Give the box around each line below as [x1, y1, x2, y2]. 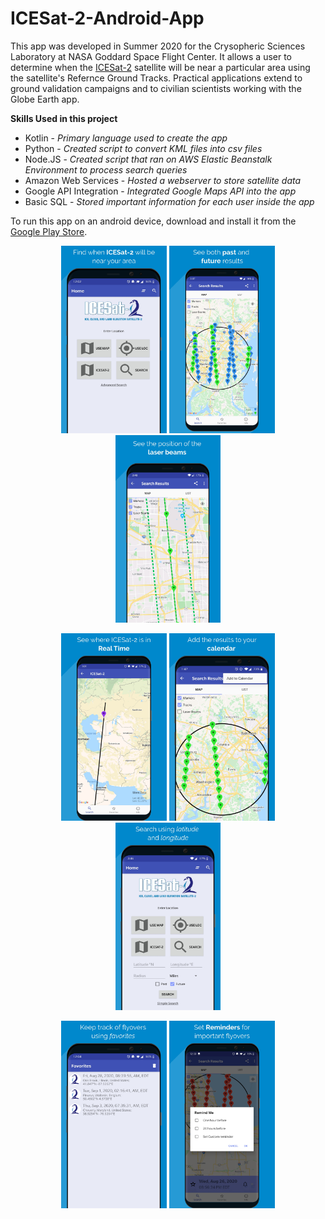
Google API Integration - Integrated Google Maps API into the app [24, 185, 297, 197]
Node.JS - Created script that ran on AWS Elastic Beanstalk [24, 153, 273, 165]
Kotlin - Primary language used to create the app [24, 132, 228, 144]
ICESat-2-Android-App [10, 7, 205, 30]
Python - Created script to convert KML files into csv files [24, 142, 263, 154]
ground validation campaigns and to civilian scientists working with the [10, 82, 302, 94]
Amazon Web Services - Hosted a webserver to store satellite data [24, 174, 302, 186]
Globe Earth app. [10, 93, 80, 105]
